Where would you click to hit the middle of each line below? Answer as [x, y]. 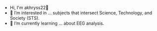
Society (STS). [25, 18]
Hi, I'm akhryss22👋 [29, 8]
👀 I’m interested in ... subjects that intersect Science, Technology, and [81, 13]
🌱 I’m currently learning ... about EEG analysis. [57, 23]
